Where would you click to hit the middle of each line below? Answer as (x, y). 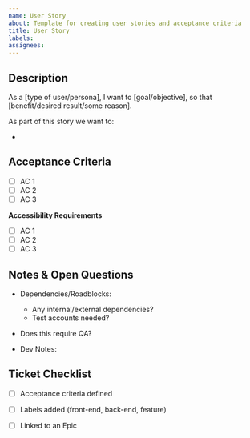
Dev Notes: (38, 348)
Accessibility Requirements (55, 215)
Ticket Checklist (50, 374)
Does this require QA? (56, 333)
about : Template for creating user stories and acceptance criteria (125, 23)
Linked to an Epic (48, 425)
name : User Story (37, 16)
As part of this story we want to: (61, 121)
